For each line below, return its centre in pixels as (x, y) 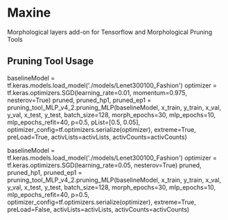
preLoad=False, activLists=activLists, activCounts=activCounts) (98, 209)
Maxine (29, 13)
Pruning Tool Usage (51, 61)
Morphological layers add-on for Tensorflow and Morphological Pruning (110, 32)
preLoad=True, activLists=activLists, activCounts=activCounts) (97, 137)
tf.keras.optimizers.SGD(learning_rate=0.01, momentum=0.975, (97, 92)
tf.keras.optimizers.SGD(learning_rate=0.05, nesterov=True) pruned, (105, 165)
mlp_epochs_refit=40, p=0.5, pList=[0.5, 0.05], (74, 122)
